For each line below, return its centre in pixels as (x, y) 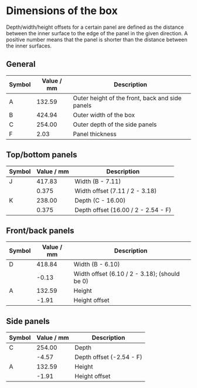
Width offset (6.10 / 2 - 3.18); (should (127, 274)
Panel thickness (95, 134)
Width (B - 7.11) (98, 181)
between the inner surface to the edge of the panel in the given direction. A (97, 33)
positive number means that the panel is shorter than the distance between (97, 39)
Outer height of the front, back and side (127, 98)
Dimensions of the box (62, 11)
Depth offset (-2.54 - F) (108, 357)
